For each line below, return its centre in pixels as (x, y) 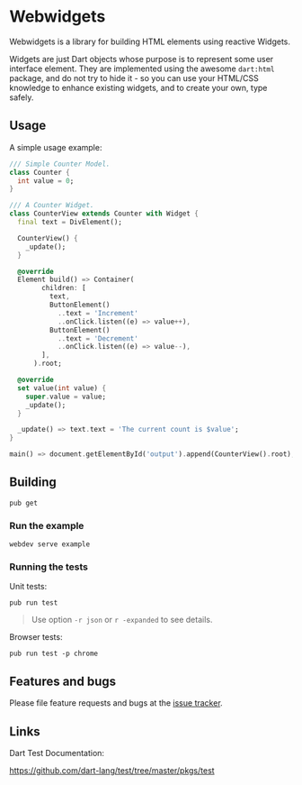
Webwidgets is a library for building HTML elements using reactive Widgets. (150, 41)
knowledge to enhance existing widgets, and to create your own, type (138, 87)
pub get (24, 503)
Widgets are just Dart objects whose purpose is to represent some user (142, 59)
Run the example (47, 525)
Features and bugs (63, 681)
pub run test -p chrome (54, 654)
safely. (22, 97)
